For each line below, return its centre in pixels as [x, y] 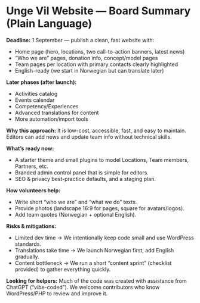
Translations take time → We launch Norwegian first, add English [94, 250]
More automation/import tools [51, 119]
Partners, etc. [32, 166]
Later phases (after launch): [41, 82]
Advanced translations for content [57, 113]
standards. [28, 244]
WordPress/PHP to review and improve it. [57, 293]
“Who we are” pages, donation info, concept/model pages [86, 58]
